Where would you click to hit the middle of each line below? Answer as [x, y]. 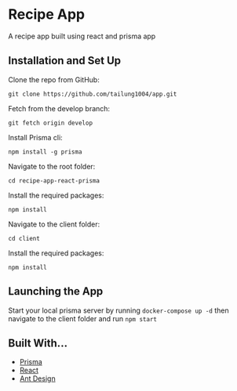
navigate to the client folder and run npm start [82, 318]
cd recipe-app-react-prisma [54, 181]
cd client [24, 238]
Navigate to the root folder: [52, 166]
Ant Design [38, 378]
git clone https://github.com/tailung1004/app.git [93, 94]
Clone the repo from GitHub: [54, 79]
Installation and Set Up [65, 61]
